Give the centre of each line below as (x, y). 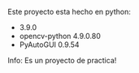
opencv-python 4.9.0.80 (60, 36)
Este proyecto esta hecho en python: (69, 12)
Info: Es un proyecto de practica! (62, 60)
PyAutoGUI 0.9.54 (49, 45)
